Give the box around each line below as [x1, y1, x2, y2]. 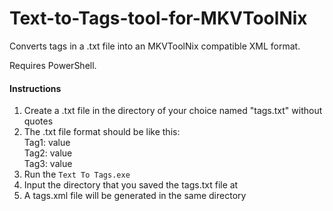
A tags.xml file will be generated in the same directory [23, 190, 247, 202]
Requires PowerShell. [9, 59, 97, 71]
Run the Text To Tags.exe [23, 168, 131, 181]
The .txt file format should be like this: [23, 126, 181, 138]
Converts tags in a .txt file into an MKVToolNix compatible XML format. [9, 40, 301, 52]
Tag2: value [23, 147, 73, 159]
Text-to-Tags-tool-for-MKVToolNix [9, 7, 308, 30]
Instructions [9, 82, 62, 94]
